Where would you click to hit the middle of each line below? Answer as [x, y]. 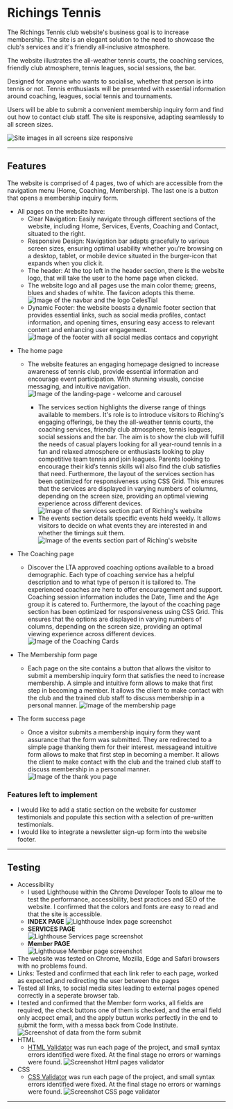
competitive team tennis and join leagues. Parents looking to [124, 459]
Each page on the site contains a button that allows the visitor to [119, 668]
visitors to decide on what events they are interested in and [122, 525]
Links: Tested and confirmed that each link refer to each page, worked [118, 973]
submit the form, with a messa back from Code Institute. [97, 1025]
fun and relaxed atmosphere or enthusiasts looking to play [121, 451]
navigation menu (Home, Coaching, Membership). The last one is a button [113, 190]
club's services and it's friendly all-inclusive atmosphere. [89, 47]
